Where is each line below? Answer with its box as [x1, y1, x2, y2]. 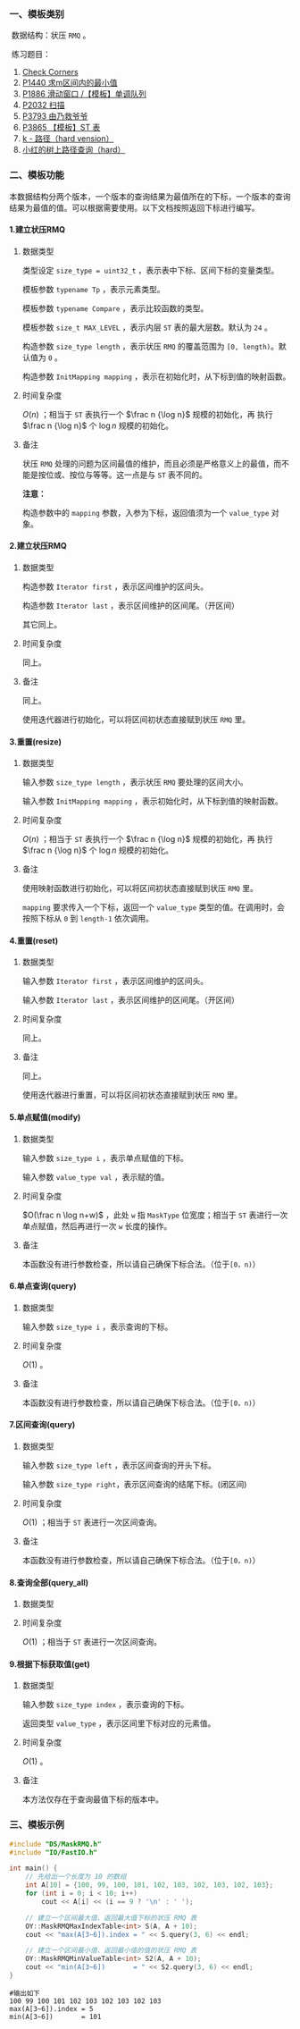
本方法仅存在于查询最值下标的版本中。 [21, 1794, 163, 1805]
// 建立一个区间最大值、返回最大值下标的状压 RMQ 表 [25, 1913, 197, 1923]
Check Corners [21, 67, 79, 78]
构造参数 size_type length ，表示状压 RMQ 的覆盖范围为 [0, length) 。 [21, 341, 279, 351]
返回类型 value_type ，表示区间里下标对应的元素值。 [21, 1718, 216, 1729]
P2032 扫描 [21, 100, 65, 111]
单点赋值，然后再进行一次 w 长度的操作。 [21, 1220, 172, 1231]
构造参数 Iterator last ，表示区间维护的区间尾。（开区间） [21, 601, 239, 610]
